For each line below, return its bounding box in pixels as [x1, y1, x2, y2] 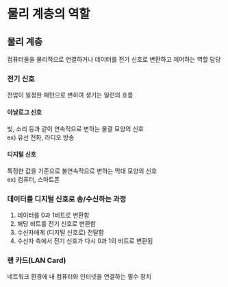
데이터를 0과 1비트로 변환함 [16, 211, 90, 219]
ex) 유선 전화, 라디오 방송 [7, 133, 75, 141]
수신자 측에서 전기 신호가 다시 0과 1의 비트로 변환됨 [16, 237, 153, 244]
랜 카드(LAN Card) [7, 255, 66, 265]
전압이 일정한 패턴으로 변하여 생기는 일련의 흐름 [7, 91, 134, 100]
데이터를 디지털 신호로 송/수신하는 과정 [7, 194, 127, 203]
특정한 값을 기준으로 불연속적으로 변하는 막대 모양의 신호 [7, 166, 157, 175]
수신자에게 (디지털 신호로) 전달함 [16, 228, 105, 236]
